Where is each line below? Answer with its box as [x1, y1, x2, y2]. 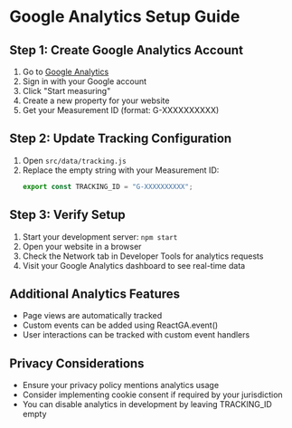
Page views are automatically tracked [22, 310, 163, 321]
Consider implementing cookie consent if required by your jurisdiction [22, 389, 283, 400]
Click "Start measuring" [22, 86, 111, 96]
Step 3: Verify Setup [9, 207, 126, 223]
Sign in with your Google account [22, 76, 147, 87]
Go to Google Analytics [22, 66, 109, 77]
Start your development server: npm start [22, 231, 178, 242]
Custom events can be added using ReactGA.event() [22, 319, 219, 331]
